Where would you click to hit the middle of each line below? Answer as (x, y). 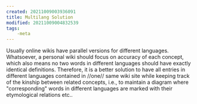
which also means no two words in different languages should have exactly (98, 64)
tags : (13, 28)
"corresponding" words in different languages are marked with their (90, 89)
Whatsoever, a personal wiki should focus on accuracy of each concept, (95, 57)
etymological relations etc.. (39, 95)
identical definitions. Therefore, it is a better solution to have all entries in (96, 70)
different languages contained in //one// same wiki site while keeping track (98, 76)
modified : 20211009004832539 (42, 23)
